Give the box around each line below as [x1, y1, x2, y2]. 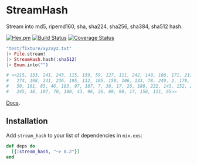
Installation [6, 116, 48, 126]
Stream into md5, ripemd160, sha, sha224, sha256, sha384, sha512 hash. [6, 23, 183, 30]
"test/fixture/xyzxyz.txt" [6, 45, 72, 51]
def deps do [6, 143, 35, 149]
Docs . [6, 99, 21, 106]
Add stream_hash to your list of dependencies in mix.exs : [6, 132, 142, 139]
